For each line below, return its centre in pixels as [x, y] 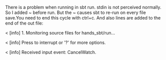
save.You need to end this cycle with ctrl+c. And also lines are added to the [83, 18]
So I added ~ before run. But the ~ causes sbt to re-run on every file [76, 12]
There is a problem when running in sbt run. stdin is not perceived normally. [83, 7]
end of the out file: [24, 23]
